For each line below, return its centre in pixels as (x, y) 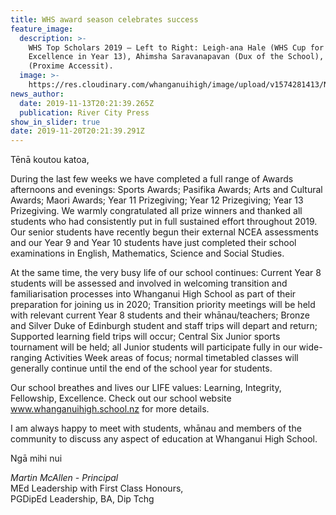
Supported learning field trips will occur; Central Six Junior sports (145, 337)
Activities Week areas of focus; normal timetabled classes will (171, 358)
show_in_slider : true (55, 122)
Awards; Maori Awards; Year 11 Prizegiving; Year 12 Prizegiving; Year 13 (157, 200)
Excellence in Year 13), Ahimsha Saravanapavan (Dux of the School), (176, 57)
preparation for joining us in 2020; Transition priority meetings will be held (163, 305)
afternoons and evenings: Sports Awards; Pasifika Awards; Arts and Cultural (166, 190)
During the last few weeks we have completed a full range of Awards (152, 179)
